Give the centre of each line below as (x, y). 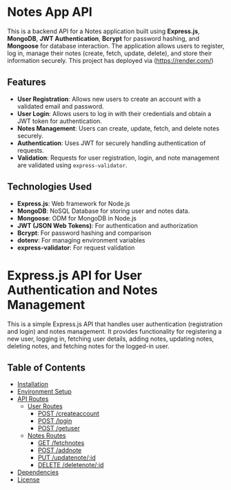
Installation (33, 384)
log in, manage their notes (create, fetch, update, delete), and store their (110, 53)
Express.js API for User (75, 275)
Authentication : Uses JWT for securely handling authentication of (111, 143)
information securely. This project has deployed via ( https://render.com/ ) (110, 60)
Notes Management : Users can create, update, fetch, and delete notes (118, 128)
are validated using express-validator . (72, 165)
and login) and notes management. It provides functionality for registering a (114, 331)
